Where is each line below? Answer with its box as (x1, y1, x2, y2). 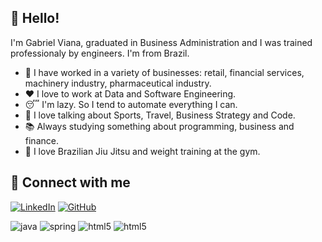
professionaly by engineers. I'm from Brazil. (10, 47, 190, 59)
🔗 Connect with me (10, 174, 131, 191)
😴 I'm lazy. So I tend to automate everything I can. (24, 98, 238, 110)
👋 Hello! (10, 10, 60, 27)
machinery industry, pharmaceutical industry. (24, 77, 212, 89)
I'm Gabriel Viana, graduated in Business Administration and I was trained (10, 36, 313, 48)
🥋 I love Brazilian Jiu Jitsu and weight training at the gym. (24, 145, 261, 157)
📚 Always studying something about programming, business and (24, 120, 295, 132)
